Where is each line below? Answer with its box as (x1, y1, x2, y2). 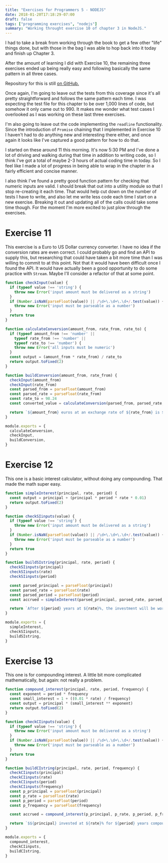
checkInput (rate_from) (9, 382, 57, 387)
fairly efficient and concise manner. (5, 168, 78, 174)
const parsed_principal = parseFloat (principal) (9, 583, 113, 588)
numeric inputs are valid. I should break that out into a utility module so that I (5, 183, 163, 189)
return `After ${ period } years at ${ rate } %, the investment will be (9, 606, 155, 611)
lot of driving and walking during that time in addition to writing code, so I (5, 152, 156, 158)
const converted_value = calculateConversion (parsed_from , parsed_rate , (9, 401, 164, 406)
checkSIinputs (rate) (9, 569, 52, 574)
